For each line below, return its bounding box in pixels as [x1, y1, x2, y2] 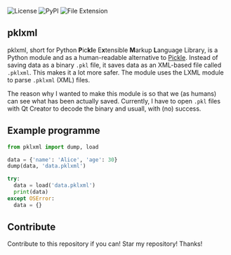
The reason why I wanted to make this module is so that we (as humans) [7, 89, 217, 98]
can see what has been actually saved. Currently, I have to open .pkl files [7, 97, 221, 105]
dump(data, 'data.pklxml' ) [7, 163, 86, 170]
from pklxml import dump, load [7, 143, 99, 151]
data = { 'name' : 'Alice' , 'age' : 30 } [7, 156, 118, 163]
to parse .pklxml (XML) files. [7, 75, 90, 84]
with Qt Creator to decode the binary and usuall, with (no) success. [7, 104, 202, 113]
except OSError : [7, 194, 55, 202]
